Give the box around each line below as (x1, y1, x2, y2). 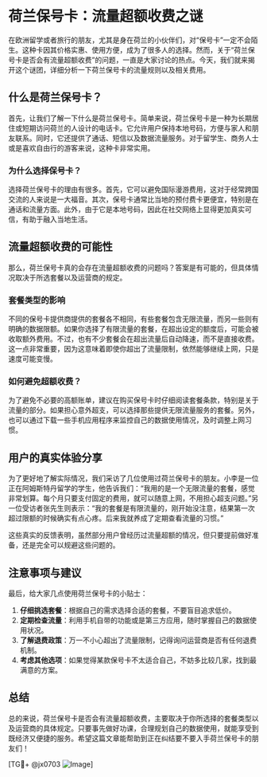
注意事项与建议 (8, 566, 82, 579)
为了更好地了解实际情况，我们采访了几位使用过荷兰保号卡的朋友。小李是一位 (8, 473, 259, 483)
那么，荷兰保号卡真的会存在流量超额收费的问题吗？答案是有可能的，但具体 (8, 262, 252, 272)
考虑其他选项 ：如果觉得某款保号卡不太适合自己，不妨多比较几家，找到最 (19, 655, 257, 665)
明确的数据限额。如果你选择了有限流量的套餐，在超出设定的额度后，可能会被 (8, 324, 259, 334)
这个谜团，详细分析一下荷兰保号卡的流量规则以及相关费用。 (14, 65, 211, 74)
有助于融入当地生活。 (21, 214, 92, 224)
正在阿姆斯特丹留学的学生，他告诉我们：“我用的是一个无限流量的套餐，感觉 (8, 484, 256, 493)
